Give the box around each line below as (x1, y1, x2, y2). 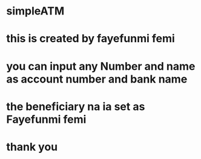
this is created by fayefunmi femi (6, 32, 176, 46)
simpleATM (6, 4, 65, 18)
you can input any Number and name (6, 59, 196, 73)
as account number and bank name (6, 72, 188, 86)
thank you (6, 140, 58, 154)
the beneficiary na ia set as (6, 99, 145, 113)
